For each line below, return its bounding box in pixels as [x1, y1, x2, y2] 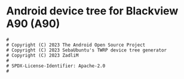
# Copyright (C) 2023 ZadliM [6, 52, 79, 58]
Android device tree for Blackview [6, 4, 179, 18]
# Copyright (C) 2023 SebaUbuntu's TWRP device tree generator [6, 47, 167, 53]
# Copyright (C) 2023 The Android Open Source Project [6, 42, 146, 48]
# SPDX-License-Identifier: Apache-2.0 [6, 63, 106, 69]
